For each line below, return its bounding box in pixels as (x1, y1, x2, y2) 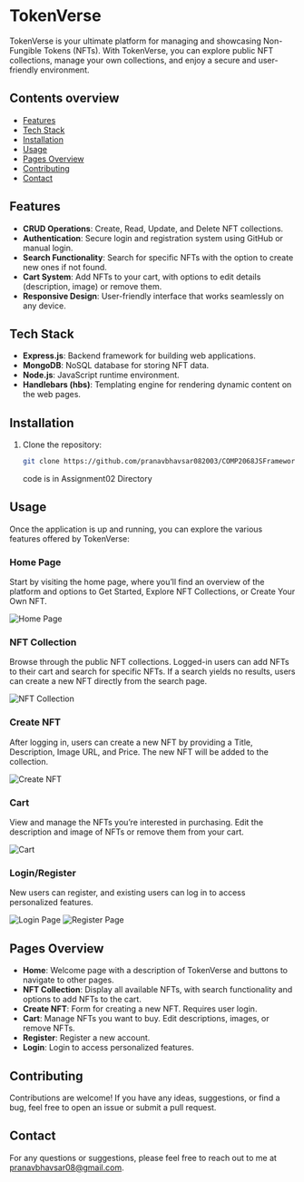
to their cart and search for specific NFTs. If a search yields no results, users (9, 666, 296, 677)
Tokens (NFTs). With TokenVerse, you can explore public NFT (44, 44, 274, 55)
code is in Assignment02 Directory (22, 474, 152, 484)
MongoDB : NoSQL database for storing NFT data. (22, 360, 210, 371)
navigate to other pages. (22, 974, 115, 985)
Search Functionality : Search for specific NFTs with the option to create (22, 251, 294, 263)
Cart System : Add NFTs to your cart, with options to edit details (22, 271, 261, 282)
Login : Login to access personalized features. (22, 1042, 194, 1053)
